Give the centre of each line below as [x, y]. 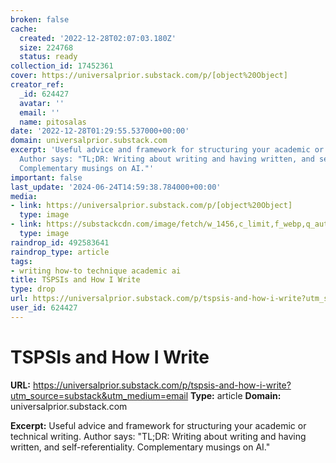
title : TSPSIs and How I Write [75, 280]
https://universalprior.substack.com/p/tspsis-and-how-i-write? [162, 385]
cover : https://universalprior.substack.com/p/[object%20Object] [149, 76]
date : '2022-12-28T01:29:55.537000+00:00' [100, 131]
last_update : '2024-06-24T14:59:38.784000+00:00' [116, 187]
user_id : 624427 [44, 308]
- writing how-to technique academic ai [96, 271]
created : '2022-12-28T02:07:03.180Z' [98, 38]
